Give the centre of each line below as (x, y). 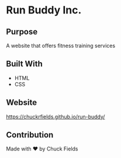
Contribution (30, 135)
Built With (24, 64)
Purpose (22, 32)
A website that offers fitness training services (61, 45)
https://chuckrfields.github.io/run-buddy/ (56, 117)
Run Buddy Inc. (44, 10)
